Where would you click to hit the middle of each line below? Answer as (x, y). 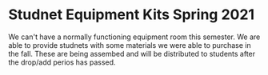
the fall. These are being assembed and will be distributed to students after (132, 53)
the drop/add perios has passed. (62, 62)
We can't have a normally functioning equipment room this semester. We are (134, 37)
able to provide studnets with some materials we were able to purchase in (130, 45)
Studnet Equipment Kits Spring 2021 (131, 15)
